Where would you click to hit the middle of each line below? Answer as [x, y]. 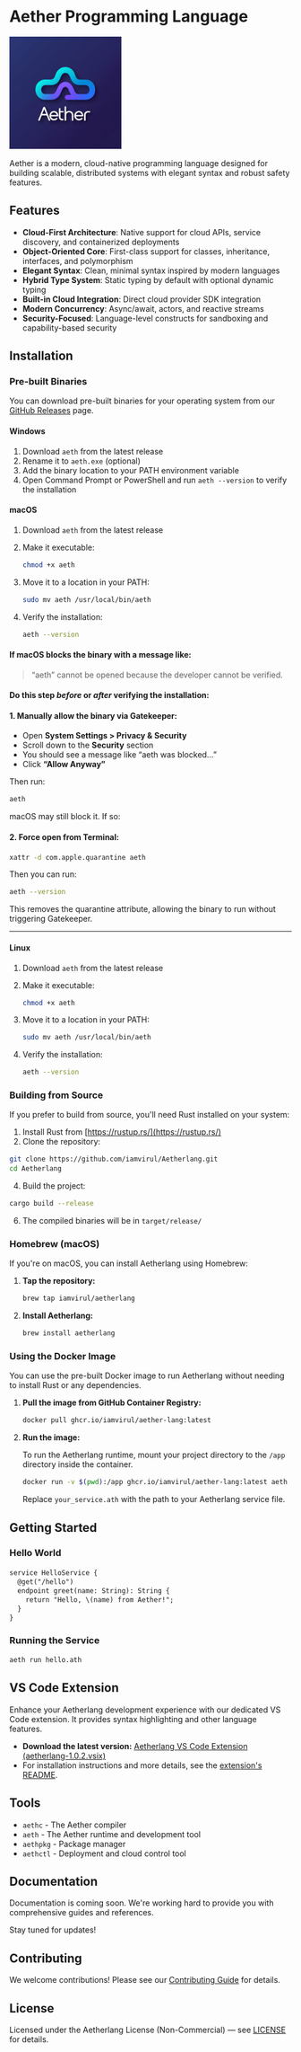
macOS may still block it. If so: [65, 817]
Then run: [27, 782]
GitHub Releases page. [52, 411]
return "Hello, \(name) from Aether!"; [100, 1600]
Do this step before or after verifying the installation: [109, 695]
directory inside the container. [77, 1464]
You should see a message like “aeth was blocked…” [120, 755]
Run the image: [51, 1437]
